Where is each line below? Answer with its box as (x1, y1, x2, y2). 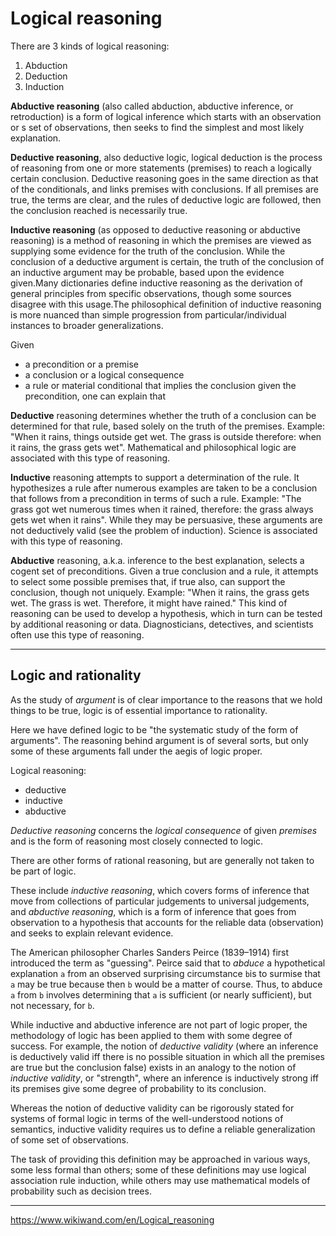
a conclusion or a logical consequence (24, 368, 185, 381)
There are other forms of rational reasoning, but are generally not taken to (10, 854, 315, 866)
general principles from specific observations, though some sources (10, 287, 292, 299)
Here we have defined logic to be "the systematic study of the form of (10, 723, 299, 736)
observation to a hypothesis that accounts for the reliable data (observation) (10, 916, 325, 928)
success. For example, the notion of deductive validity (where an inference (10, 1040, 319, 1052)
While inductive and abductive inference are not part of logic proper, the (10, 1018, 308, 1031)
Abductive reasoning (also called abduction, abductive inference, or (10, 100, 294, 112)
